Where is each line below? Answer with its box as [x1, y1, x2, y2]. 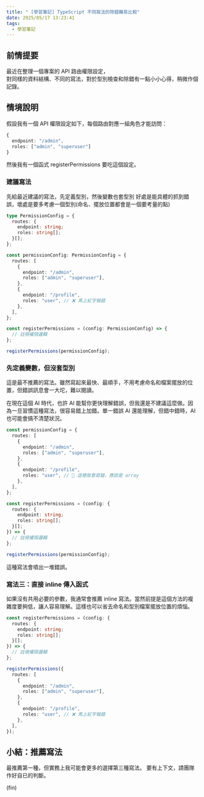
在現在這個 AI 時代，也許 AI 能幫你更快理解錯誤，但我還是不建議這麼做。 [6, 399, 188, 407]
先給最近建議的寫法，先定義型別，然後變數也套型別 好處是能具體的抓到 [6, 193, 184, 200]
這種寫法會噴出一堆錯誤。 [6, 563, 71, 571]
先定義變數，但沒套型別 [6, 363, 75, 372]
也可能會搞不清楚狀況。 [6, 415, 65, 422]
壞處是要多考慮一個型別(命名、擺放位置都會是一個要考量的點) [16, 200, 171, 208]
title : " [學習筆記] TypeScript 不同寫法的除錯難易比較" [6, 9, 140, 15]
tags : [6, 20, 20, 26]
